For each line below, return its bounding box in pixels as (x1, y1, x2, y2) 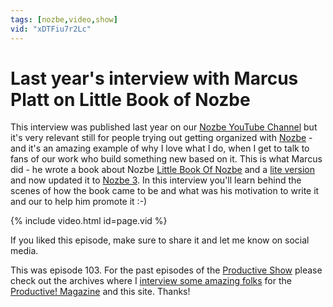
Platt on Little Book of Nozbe (10, 88, 251, 111)
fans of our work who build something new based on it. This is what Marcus (10, 153, 323, 165)
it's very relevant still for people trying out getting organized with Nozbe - (10, 132, 313, 144)
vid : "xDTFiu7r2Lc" (10, 24, 92, 34)
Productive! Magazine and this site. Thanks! (10, 286, 191, 298)
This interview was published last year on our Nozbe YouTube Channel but (10, 121, 318, 133)
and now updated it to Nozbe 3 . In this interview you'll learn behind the (10, 174, 302, 186)
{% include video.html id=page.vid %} (10, 215, 168, 227)
